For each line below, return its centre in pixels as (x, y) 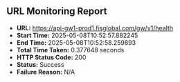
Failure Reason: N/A (46, 72)
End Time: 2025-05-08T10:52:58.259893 (76, 42)
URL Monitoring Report (57, 11)
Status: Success (40, 64)
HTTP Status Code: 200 (51, 57)
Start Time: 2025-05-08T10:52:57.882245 (77, 35)
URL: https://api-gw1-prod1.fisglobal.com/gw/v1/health (95, 28)
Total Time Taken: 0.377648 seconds (70, 50)
